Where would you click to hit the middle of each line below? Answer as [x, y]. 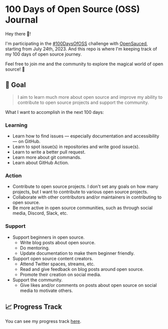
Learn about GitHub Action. [41, 163]
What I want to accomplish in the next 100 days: [55, 112]
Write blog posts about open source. [58, 242]
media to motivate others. [46, 290]
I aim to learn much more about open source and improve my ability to [90, 97]
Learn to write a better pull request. [49, 152]
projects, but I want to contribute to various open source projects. [80, 192]
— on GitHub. [27, 141]
